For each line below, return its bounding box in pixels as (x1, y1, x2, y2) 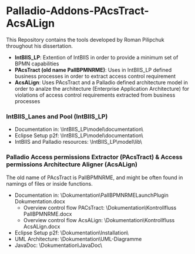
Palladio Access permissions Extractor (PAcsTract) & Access (6, 153, 183, 161)
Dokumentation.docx (14, 197, 66, 204)
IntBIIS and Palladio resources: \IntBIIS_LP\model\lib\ (14, 138, 142, 146)
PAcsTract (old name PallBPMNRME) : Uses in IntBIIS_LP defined (14, 66, 172, 73)
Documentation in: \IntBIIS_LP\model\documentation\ (14, 126, 144, 133)
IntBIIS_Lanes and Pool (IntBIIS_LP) (6, 112, 108, 120)
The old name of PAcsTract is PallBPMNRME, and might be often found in (6, 174, 183, 181)
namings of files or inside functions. (6, 180, 93, 187)
